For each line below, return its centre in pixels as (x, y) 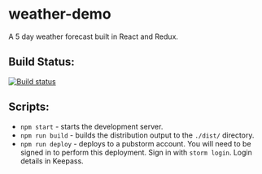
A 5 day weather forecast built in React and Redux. (94, 36)
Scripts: (29, 107)
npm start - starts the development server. (92, 126)
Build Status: (41, 62)
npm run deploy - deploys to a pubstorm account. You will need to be (135, 143)
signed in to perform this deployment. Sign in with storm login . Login (136, 152)
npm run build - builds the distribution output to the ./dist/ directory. (137, 135)
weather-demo (60, 14)
